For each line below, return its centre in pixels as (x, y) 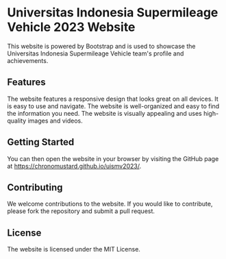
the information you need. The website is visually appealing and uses (104, 113)
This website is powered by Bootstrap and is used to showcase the (101, 46)
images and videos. (55, 121)
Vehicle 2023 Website (71, 27)
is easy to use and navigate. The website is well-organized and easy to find (113, 106)
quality (17, 121)
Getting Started (41, 142)
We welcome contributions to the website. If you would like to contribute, (110, 204)
